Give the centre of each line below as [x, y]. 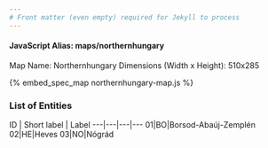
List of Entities [41, 105]
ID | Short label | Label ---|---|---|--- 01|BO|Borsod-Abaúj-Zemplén [132, 125]
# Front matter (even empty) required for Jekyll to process [125, 17]
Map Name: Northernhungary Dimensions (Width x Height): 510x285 [134, 65]
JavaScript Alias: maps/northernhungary [87, 46]
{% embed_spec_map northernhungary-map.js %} [102, 82]
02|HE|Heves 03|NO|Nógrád [62, 135]
